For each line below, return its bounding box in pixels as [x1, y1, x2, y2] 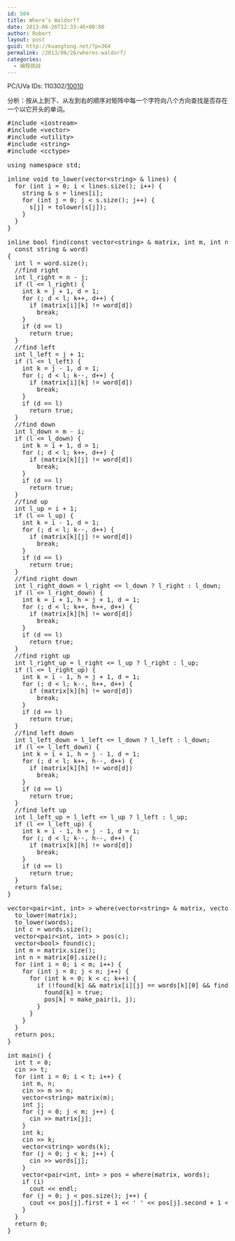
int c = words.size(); [14, 925, 92, 933]
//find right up [14, 651, 71, 660]
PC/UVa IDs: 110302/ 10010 [7, 81, 84, 90]
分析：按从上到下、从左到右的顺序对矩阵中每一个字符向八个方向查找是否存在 [7, 96, 228, 104]
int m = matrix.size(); [14, 946, 97, 954]
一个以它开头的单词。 [7, 104, 69, 113]
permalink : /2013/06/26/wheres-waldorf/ [7, 50, 127, 57]
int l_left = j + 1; [14, 350, 85, 358]
